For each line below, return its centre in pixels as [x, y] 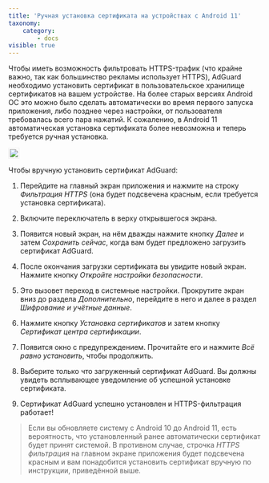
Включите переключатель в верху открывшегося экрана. [118, 218]
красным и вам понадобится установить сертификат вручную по [140, 462]
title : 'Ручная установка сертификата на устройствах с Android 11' [125, 16]
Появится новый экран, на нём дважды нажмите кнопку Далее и [132, 234]
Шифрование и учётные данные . [76, 308]
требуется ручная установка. [58, 136]
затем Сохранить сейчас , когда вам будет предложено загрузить [133, 242]
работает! [37, 412]
